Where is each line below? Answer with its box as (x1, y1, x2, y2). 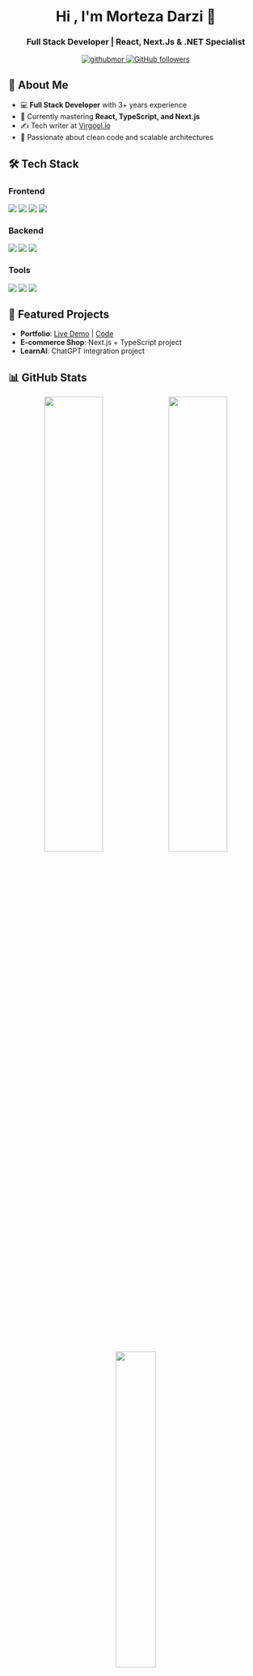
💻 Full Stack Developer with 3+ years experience (19, 100, 188, 110)
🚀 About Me (8, 78, 69, 92)
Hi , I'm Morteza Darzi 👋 (55, 7, 217, 26)
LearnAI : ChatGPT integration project (19, 346, 145, 356)
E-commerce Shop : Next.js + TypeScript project (19, 338, 182, 348)
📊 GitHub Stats (8, 370, 87, 384)
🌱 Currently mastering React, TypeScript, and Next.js (19, 112, 200, 122)
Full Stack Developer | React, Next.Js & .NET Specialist (26, 36, 246, 48)
